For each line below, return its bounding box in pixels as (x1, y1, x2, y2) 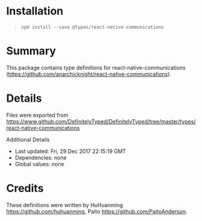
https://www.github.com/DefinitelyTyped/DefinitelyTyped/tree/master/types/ (6, 117, 196, 125)
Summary (6, 44, 56, 58)
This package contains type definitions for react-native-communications (6, 64, 186, 71)
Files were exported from (6, 111, 69, 119)
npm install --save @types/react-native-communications (20, 24, 164, 30)
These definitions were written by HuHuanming (6, 201, 123, 208)
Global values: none (14, 160, 64, 167)
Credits (6, 182, 44, 195)
